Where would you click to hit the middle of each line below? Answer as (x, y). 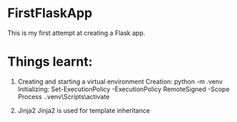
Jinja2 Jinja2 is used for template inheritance (84, 110)
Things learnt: (50, 62)
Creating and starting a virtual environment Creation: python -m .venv (120, 81)
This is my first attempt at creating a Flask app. (76, 33)
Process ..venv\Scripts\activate (64, 96)
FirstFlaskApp (50, 13)
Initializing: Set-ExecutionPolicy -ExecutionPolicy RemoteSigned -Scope (123, 89)
